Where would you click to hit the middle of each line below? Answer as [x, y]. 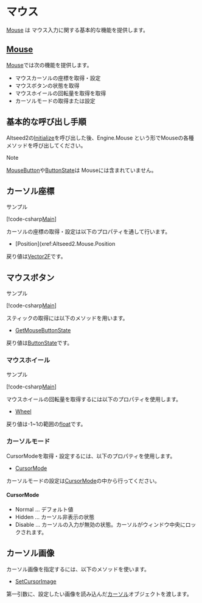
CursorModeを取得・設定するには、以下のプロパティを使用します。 [91, 456]
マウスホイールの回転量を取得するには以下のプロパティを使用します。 [94, 399]
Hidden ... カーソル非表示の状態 [55, 517]
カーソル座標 [30, 191]
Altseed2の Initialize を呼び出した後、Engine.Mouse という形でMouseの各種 [100, 138]
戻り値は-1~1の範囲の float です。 [46, 424]
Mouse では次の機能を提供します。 [49, 65]
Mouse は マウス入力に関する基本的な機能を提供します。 [78, 30]
